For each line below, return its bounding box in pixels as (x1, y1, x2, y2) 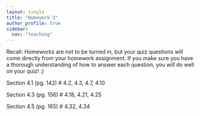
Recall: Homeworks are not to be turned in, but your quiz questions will (6, 48, 184, 55)
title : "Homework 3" (6, 15, 59, 21)
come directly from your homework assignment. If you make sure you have (6, 55, 194, 62)
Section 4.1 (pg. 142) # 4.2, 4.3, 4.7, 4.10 (6, 80, 105, 87)
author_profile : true (6, 20, 61, 26)
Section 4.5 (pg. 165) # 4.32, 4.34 (6, 103, 90, 110)
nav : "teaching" (12, 32, 53, 38)
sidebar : (6, 26, 28, 32)
